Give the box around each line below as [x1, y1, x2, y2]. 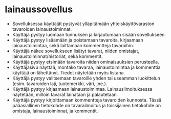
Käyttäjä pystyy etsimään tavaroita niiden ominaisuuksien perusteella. [12, 58, 159, 65]
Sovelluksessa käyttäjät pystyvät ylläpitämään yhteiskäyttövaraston [12, 21, 155, 27]
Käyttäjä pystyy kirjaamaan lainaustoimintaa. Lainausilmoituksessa [12, 86, 153, 92]
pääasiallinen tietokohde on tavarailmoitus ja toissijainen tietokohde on [12, 102, 161, 108]
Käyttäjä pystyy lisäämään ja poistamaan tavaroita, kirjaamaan [12, 37, 144, 43]
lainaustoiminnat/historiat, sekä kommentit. [12, 53, 103, 60]
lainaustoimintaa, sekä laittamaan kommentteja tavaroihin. [12, 42, 134, 48]
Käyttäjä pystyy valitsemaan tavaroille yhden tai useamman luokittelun [12, 75, 161, 81]
